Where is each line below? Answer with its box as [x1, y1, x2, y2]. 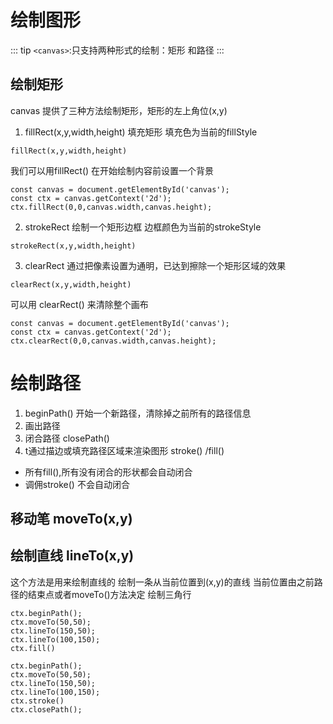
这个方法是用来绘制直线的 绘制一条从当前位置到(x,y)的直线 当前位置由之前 [10, 576, 315, 588]
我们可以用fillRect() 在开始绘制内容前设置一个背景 [10, 164, 215, 176]
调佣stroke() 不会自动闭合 [24, 478, 130, 490]
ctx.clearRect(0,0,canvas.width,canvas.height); [10, 336, 217, 346]
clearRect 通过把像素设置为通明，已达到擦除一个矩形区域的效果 [24, 259, 287, 271]
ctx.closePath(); [10, 704, 83, 715]
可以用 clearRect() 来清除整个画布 [10, 298, 149, 310]
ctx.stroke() [10, 696, 65, 706]
